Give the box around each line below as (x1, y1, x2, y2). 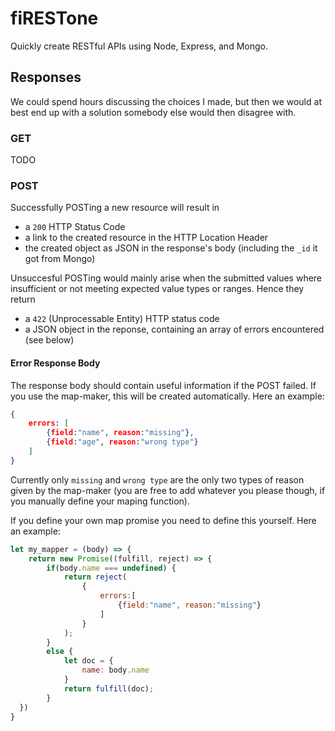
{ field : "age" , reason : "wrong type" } (46, 437, 199, 447)
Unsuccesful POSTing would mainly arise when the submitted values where (10, 272, 323, 284)
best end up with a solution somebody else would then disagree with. (10, 106, 297, 118)
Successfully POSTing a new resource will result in (10, 202, 220, 214)
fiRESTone (10, 7, 99, 30)
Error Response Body (10, 357, 101, 369)
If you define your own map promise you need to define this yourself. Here (10, 514, 317, 526)
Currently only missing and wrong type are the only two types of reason (10, 473, 305, 486)
